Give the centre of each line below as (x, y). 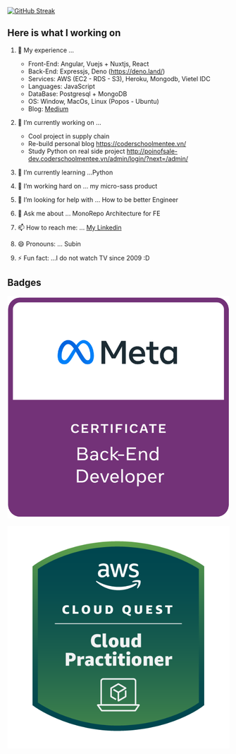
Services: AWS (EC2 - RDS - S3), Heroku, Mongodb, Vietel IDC (119, 78)
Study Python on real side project (76, 151)
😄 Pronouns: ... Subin (49, 244)
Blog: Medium (48, 109)
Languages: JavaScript (61, 86)
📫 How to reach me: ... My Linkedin (69, 227)
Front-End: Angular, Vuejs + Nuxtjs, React (88, 64)
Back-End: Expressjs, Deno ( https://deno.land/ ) (97, 71)
